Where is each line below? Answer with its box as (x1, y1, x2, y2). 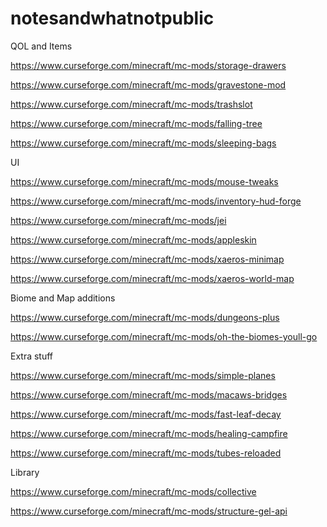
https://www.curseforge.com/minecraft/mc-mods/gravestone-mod (10, 78, 287, 91)
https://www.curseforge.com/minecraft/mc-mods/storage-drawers (10, 59, 287, 71)
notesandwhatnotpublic (10, 7, 215, 30)
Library (10, 466, 40, 478)
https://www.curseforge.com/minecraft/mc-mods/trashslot (10, 98, 253, 110)
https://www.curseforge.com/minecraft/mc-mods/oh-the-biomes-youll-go (10, 330, 318, 342)
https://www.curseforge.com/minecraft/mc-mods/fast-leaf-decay (10, 408, 282, 420)
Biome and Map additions (10, 292, 116, 304)
